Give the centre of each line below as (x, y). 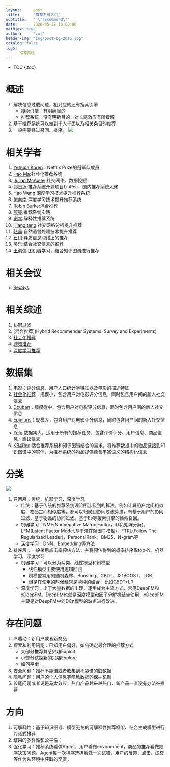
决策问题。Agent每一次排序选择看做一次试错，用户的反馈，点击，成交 (91, 753)
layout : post (24, 10)
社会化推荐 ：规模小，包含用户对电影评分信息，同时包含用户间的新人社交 (89, 394)
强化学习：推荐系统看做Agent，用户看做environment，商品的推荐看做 (86, 746)
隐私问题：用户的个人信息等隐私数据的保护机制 (62, 677)
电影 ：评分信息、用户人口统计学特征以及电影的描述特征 (71, 388)
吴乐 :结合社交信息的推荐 (38, 244)
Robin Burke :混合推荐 (35, 206)
